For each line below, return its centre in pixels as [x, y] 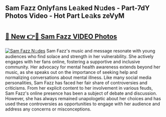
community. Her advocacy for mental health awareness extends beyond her [83, 67]
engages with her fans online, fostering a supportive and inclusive [73, 62]
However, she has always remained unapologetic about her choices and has [83, 98]
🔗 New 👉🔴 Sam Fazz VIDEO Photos [61, 36]
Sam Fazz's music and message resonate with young [101, 51]
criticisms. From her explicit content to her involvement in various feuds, [79, 88]
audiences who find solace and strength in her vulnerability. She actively [80, 56]
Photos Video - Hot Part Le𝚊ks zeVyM [65, 16]
